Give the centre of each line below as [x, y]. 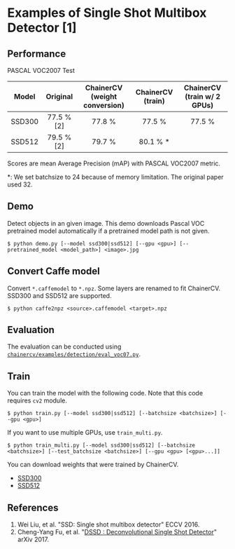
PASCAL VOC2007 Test [41, 70]
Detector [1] [42, 28]
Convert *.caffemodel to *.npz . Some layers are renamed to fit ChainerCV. [114, 288]
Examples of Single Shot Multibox [107, 13]
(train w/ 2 [203, 96]
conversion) [104, 105]
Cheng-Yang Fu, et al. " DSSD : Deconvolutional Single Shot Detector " [117, 532]
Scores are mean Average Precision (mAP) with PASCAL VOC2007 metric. [114, 163]
